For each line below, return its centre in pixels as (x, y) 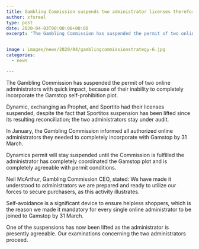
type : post (20, 23)
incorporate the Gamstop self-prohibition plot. (62, 95)
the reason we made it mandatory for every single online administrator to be (99, 209)
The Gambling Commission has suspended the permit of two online (88, 82)
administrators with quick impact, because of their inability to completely (95, 89)
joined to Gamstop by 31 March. (45, 216)
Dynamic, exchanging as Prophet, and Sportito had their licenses (85, 107)
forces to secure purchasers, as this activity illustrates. (73, 191)
